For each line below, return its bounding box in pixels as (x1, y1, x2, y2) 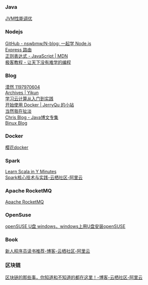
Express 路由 (5, 47, 32, 53)
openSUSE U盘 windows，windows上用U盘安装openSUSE (5, 223, 126, 229)
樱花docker (5, 144, 28, 151)
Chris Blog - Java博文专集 (5, 114, 58, 120)
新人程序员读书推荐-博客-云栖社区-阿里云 (5, 248, 90, 254)
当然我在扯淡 (5, 108, 31, 114)
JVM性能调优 (5, 16, 32, 22)
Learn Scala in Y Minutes (5, 169, 56, 175)
